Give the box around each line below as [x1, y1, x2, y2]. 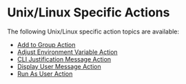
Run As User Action [17, 70, 73, 78]
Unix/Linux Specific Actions [7, 5, 170, 20]
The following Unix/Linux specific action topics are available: [7, 27, 180, 36]
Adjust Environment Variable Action [17, 48, 118, 56]
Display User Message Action [17, 62, 101, 70]
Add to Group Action [17, 40, 76, 48]
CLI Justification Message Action [17, 55, 112, 63]
